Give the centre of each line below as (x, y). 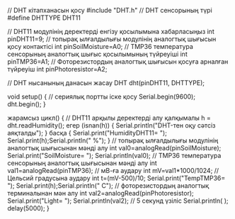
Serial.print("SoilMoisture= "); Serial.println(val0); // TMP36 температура (114, 156)
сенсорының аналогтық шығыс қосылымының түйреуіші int (97, 54)
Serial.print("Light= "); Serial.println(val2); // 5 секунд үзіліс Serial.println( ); (118, 201)
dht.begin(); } (27, 104)
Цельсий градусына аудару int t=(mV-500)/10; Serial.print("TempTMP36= (116, 178)
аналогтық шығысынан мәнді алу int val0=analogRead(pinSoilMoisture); (114, 148)
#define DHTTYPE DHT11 (44, 18)
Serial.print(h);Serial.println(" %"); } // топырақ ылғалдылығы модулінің (113, 140)
